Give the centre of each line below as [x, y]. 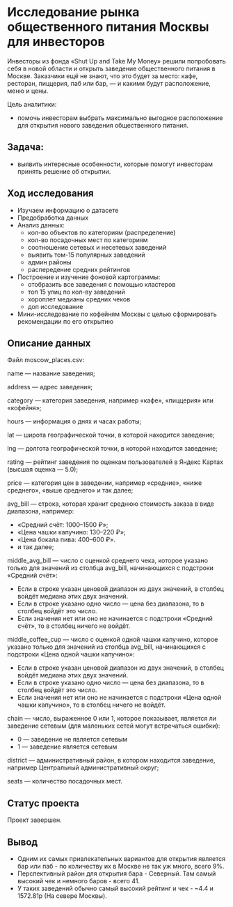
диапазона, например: [41, 511]
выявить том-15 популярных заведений [86, 255]
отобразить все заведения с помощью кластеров [102, 284]
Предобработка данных [53, 218]
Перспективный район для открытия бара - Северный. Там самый [116, 874]
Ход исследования [50, 194]
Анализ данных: [41, 225]
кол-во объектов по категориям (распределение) [102, 232]
